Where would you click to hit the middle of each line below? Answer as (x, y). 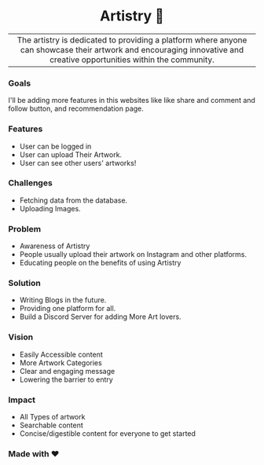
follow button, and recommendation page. (76, 108)
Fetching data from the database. (73, 200)
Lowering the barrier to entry (66, 379)
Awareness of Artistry (55, 246)
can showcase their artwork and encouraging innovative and (132, 49)
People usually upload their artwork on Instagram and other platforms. (133, 254)
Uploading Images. (50, 208)
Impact (22, 400)
